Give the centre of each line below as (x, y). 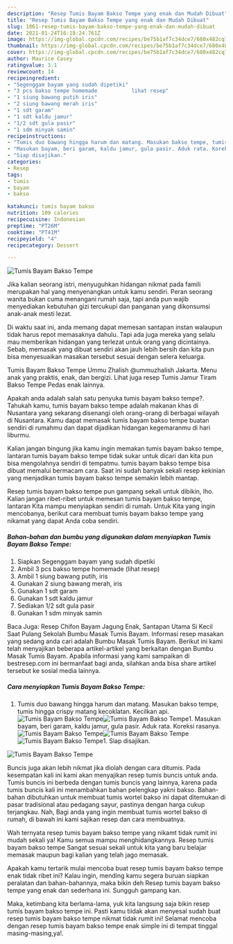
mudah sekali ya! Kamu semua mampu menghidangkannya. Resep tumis (111, 840)
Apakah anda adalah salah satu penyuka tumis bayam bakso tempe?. (106, 399)
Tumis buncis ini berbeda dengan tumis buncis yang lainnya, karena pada (112, 783)
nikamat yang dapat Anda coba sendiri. (63, 521)
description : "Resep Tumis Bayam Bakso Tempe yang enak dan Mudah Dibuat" (118, 14)
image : (17, 40)
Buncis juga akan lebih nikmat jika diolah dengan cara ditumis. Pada (104, 768)
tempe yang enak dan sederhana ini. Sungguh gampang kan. (94, 891)
